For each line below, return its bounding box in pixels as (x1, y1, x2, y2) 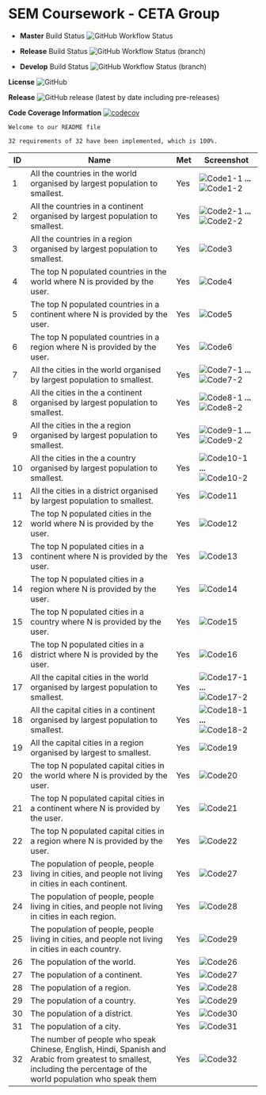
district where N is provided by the (30, 648, 158, 659)
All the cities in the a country (30, 452, 136, 463)
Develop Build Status (19, 61, 89, 71)
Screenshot (204, 154, 249, 165)
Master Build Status (19, 31, 85, 40)
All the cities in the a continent (30, 386, 142, 398)
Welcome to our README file (8, 123, 101, 131)
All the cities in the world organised (30, 364, 161, 375)
